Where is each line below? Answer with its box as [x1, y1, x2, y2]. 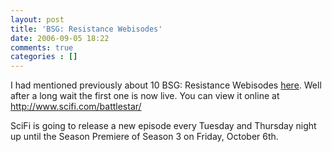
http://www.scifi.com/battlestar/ [10, 101, 142, 113]
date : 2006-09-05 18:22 [10, 33, 110, 43]
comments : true [10, 42, 74, 53]
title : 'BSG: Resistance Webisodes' [10, 24, 163, 34]
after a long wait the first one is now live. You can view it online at [10, 90, 280, 102]
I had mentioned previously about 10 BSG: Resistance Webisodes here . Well [10, 79, 322, 91]
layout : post [10, 14, 65, 25]
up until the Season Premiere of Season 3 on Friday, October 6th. [10, 131, 279, 143]
